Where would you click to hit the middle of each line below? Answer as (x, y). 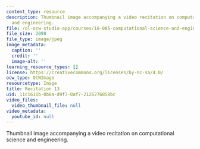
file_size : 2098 (26, 34)
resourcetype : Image (32, 84)
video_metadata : (26, 111)
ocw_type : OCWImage (30, 78)
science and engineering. (37, 140)
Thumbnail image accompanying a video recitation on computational (90, 134)
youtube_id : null (33, 116)
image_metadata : (26, 45)
